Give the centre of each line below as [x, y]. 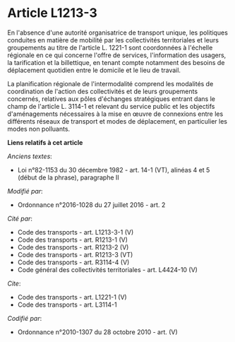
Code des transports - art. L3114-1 [67, 305]
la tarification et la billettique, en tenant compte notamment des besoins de [116, 62]
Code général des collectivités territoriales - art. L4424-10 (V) [107, 269]
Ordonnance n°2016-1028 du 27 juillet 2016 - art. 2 [91, 205]
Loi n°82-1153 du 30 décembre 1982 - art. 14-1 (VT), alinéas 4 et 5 [114, 170]
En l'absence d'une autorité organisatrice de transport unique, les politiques [117, 33]
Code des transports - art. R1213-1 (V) [73, 240]
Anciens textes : [30, 156]
